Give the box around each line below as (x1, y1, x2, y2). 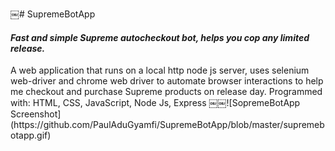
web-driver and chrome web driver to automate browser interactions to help (10, 75, 324, 87)
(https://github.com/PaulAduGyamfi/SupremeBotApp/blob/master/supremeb (10, 119, 325, 131)
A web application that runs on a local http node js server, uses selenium (10, 64, 310, 77)
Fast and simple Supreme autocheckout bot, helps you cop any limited (10, 31, 310, 43)
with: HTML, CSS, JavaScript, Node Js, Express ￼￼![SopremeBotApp (10, 97, 301, 109)
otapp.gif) (10, 129, 52, 142)
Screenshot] (10, 108, 62, 120)
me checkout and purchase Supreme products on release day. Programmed (10, 86, 323, 98)
